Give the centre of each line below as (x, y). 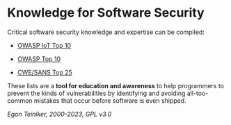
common (20, 100)
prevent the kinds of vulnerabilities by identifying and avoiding (96, 93)
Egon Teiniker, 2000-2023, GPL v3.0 (59, 114)
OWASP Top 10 (39, 59)
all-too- (198, 93)
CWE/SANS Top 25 (45, 72)
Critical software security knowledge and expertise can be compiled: (106, 32)
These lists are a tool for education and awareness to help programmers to (116, 85)
